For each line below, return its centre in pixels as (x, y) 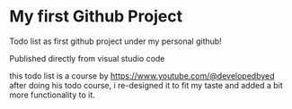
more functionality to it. (53, 95)
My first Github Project (96, 17)
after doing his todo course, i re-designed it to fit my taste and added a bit (146, 85)
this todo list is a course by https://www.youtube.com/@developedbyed (142, 75)
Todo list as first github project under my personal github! (115, 41)
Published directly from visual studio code (87, 58)
